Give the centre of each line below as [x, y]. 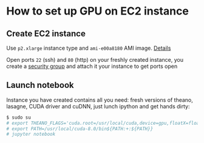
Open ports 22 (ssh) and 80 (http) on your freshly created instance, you [95, 60]
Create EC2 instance [46, 34]
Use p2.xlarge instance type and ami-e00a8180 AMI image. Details [89, 48]
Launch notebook [40, 85]
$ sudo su [19, 117]
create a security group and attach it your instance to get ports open [92, 66]
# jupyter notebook [31, 135]
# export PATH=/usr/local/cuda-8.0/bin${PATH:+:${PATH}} [80, 128]
